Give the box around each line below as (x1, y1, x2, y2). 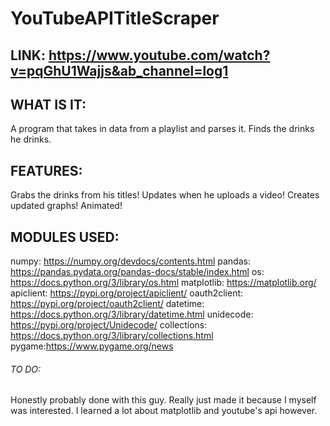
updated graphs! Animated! (10, 200, 123, 212)
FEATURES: (10, 162, 83, 179)
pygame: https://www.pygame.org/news (10, 340, 174, 352)
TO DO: (10, 363, 42, 375)
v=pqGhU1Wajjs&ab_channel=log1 (10, 62, 229, 79)
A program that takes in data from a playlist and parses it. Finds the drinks (10, 123, 315, 135)
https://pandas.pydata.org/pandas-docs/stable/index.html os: (10, 266, 265, 278)
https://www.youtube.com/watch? (48, 47, 271, 64)
